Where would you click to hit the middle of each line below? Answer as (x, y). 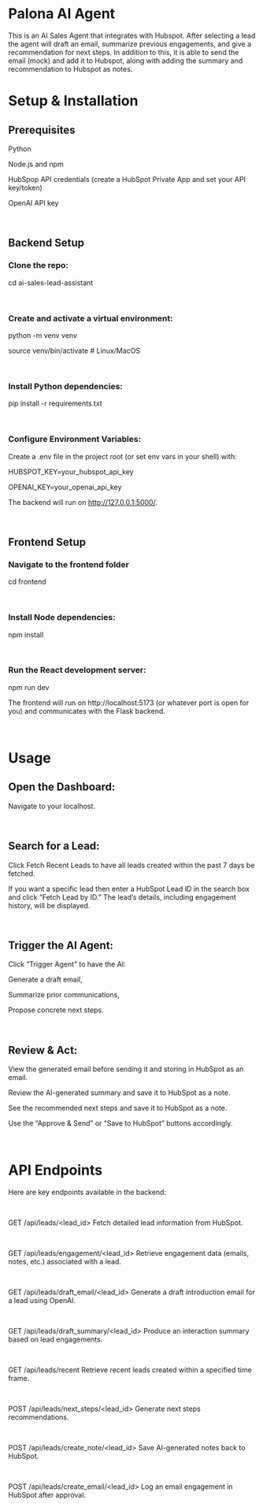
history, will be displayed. (49, 905)
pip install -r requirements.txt (55, 403)
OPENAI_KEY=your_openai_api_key (65, 487)
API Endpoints (56, 1170)
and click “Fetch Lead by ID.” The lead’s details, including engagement (122, 897)
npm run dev (29, 687)
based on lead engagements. (56, 1339)
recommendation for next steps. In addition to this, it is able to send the (124, 52)
